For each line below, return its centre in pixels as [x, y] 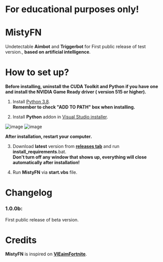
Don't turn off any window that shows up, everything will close [80, 157]
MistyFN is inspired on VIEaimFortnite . [46, 254]
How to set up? [37, 72]
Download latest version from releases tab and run [66, 146]
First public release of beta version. [42, 219]
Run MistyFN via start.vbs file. [45, 172]
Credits [21, 240]
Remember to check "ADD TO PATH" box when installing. [74, 107]
